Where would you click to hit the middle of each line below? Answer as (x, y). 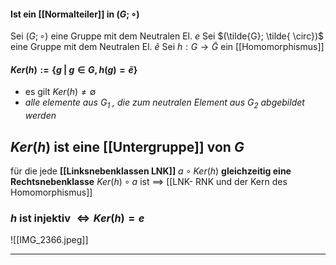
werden (40, 116)
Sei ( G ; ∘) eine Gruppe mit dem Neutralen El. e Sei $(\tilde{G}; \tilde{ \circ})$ (167, 36)
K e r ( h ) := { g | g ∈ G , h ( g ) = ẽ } (74, 69)
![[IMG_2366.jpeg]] (49, 240)
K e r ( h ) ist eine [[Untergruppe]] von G (127, 146)
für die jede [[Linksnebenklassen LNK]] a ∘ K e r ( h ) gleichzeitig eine (151, 171)
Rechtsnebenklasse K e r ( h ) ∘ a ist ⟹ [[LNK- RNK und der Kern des (149, 182)
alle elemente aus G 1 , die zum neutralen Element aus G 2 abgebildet (164, 103)
